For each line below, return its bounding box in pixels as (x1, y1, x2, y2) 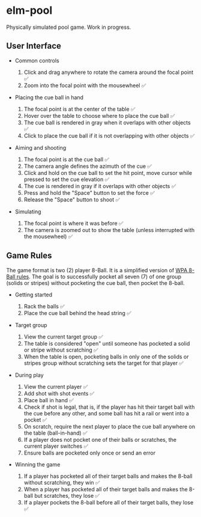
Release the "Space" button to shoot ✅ (23, 196, 121, 203)
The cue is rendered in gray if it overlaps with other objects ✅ (23, 182, 176, 189)
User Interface (6, 41, 62, 51)
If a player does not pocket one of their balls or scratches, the (23, 436, 177, 443)
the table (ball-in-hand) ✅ (23, 429, 88, 436)
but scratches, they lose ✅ (34, 492, 100, 499)
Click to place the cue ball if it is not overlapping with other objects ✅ (23, 132, 195, 139)
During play (14, 371, 44, 379)
